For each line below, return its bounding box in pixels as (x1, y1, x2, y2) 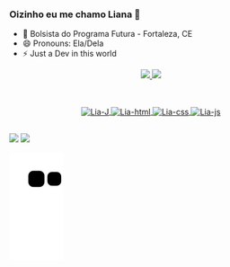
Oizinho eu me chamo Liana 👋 (9, 8, 141, 21)
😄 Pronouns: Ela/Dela (22, 38, 104, 49)
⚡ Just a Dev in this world (22, 49, 117, 59)
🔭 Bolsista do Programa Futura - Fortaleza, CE (22, 29, 193, 40)
